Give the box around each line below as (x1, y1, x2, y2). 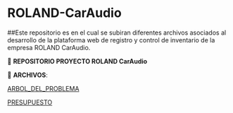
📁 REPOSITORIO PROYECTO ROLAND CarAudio (7, 56, 148, 65)
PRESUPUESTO (7, 97, 53, 107)
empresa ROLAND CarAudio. (7, 43, 91, 52)
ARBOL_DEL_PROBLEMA (7, 84, 80, 93)
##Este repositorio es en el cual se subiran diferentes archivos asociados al (7, 28, 227, 37)
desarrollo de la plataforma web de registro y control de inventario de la (7, 35, 215, 44)
